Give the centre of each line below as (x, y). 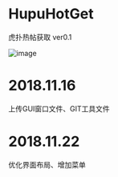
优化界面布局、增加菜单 (47, 164)
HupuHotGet (51, 14)
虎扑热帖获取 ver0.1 (40, 37)
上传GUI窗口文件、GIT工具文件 (59, 108)
